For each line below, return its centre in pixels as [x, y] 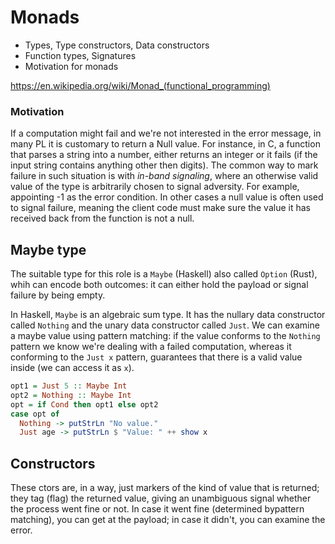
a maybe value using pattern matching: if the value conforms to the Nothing [165, 336]
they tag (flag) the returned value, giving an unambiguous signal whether [161, 498]
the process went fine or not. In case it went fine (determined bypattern [157, 509]
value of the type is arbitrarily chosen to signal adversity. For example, [155, 187]
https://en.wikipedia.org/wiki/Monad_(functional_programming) [140, 85]
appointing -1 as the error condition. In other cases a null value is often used [167, 197]
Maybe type [48, 249]
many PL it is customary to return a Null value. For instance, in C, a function [165, 144]
